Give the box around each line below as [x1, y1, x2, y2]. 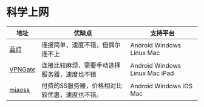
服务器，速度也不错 [41, 70, 97, 79]
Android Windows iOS [130, 82, 193, 90]
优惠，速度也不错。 [47, 90, 103, 99]
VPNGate [9, 65, 36, 73]
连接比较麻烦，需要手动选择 [41, 61, 121, 70]
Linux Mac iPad [130, 69, 174, 77]
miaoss [9, 85, 30, 94]
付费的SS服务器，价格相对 [41, 81, 117, 89]
